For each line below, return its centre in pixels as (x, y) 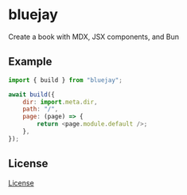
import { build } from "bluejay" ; (66, 80)
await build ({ (32, 94)
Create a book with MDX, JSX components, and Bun (93, 37)
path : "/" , (41, 109)
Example (30, 62)
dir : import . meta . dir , (60, 102)
